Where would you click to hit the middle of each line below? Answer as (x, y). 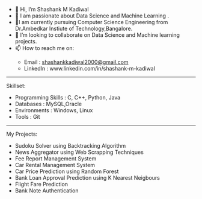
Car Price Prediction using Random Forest (67, 171)
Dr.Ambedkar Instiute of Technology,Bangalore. (74, 28)
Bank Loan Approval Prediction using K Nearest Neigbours (87, 178)
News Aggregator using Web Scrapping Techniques (79, 152)
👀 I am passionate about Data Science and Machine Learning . (92, 16)
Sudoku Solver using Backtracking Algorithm (70, 146)
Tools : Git (27, 117)
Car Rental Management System (55, 165)
